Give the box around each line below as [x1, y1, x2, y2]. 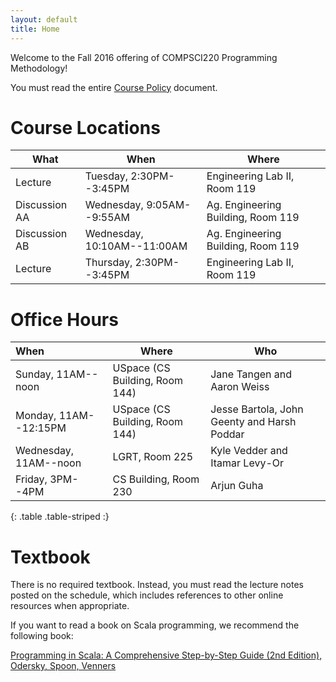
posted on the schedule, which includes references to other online [10, 589, 284, 601]
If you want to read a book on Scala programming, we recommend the [10, 619, 300, 631]
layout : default [10, 14, 78, 25]
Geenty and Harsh [210, 415, 297, 429]
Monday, [15, 409, 57, 423]
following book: [10, 630, 74, 642]
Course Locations [10, 116, 161, 139]
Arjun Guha [210, 479, 264, 493]
